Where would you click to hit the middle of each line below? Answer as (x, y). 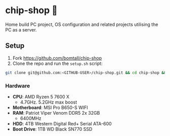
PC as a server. (21, 29)
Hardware (18, 86)
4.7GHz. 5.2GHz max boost (49, 102)
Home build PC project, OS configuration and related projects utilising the (82, 24)
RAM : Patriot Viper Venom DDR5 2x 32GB (56, 113)
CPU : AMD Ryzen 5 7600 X (41, 96)
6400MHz (31, 118)
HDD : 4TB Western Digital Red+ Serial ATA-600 (62, 123)
